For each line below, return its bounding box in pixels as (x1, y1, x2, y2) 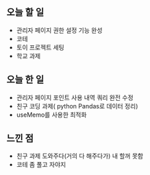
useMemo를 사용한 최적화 (16, 110, 87, 119)
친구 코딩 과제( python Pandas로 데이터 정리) (16, 102, 138, 110)
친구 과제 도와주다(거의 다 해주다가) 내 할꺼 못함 (16, 152, 144, 160)
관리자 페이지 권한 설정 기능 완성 (16, 26, 103, 34)
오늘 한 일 (6, 74, 45, 86)
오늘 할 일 (6, 6, 45, 19)
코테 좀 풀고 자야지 (16, 161, 66, 169)
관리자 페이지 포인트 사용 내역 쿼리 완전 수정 (16, 93, 134, 102)
